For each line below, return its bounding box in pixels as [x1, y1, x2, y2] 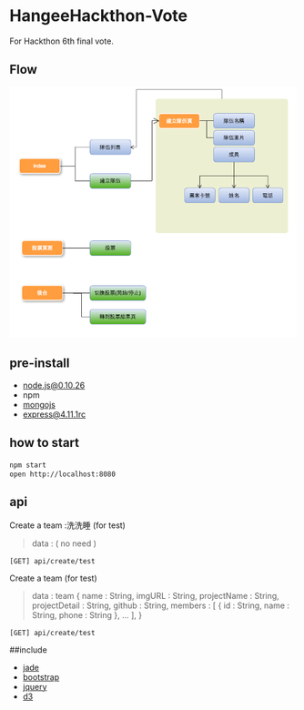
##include [9, 644, 47, 655]
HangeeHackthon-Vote [9, 5, 188, 26]
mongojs [22, 399, 56, 410]
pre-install [9, 356, 70, 371]
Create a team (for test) [9, 573, 97, 583]
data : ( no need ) [31, 538, 97, 549]
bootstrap [22, 671, 60, 683]
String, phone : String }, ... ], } [31, 609, 143, 620]
